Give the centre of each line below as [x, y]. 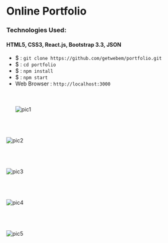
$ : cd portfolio [35, 64]
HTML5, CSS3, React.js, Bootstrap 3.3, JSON [64, 44]
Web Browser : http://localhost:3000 [63, 84]
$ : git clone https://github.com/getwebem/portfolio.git [88, 58]
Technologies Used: [36, 30]
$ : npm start [32, 78]
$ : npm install [34, 71]
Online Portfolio [46, 11]
